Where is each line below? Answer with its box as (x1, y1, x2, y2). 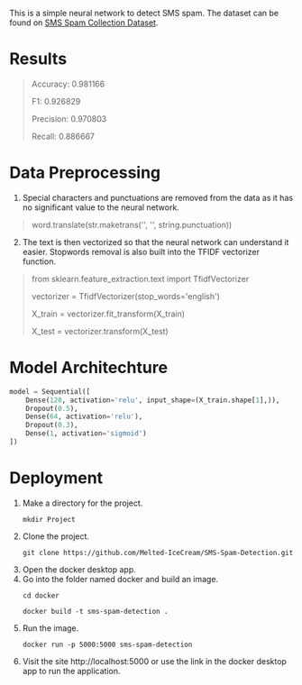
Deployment (9, 468, 104, 489)
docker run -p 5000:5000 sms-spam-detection (22, 640, 193, 649)
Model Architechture (9, 358, 169, 378)
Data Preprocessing (9, 162, 161, 183)
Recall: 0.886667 (31, 131, 95, 142)
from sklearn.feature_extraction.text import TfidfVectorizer (31, 273, 250, 284)
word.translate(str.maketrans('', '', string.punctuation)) (31, 219, 233, 230)
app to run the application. (22, 665, 121, 676)
